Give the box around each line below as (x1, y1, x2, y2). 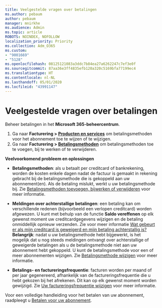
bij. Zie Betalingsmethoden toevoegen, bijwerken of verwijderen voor (12, 186, 151, 192)
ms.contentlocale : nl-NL (5, 75, 55, 80)
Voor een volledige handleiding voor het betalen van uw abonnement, (5, 292, 144, 298)
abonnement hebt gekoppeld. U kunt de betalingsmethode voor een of (12, 247, 154, 253)
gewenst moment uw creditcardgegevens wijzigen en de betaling (12, 216, 144, 222)
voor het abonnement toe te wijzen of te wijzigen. (12, 136, 112, 142)
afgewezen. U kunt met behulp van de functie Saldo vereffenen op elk (12, 211, 154, 217)
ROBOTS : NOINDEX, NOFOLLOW (5, 35, 60, 40)
